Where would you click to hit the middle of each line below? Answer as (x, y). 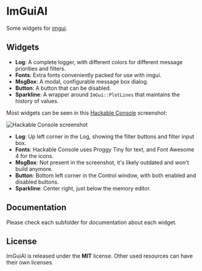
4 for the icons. (34, 156)
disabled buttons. (37, 182)
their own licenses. (30, 262)
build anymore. (34, 168)
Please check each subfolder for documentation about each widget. (92, 222)
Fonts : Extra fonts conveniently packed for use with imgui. (88, 75)
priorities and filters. (40, 68)
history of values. (37, 101)
